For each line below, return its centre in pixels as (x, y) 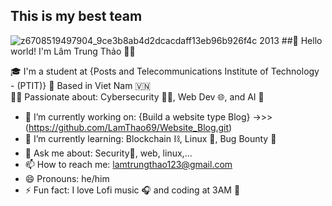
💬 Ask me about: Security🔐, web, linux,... (108, 153)
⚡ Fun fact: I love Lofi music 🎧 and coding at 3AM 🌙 (132, 190)
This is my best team (76, 16)
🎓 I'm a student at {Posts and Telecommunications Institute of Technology (165, 71)
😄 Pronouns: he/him (67, 178)
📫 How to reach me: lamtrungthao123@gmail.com (128, 164)
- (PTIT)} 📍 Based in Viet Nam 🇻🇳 (81, 85)
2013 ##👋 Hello (291, 40)
